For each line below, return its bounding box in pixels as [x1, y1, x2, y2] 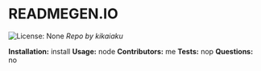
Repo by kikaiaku [65, 31, 123, 41]
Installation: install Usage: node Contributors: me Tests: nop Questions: [8, 46, 254, 56]
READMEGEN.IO [8, 5, 118, 23]
